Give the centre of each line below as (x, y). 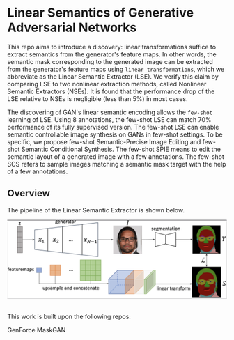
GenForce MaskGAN (37, 330)
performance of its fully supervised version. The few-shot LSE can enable (113, 127)
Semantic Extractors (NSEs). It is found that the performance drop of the (111, 91)
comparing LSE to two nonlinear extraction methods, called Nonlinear (107, 84)
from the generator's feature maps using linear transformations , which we (116, 69)
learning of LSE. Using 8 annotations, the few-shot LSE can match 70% (109, 119)
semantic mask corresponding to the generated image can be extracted (110, 61)
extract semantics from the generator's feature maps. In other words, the (112, 54)
